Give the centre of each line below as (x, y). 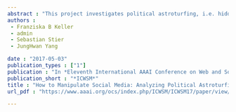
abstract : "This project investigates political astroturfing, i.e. (111, 14)
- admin (21, 33)
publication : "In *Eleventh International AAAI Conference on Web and (114, 72)
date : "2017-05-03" (38, 59)
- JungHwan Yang (34, 46)
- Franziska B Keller (42, 27)
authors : (22, 20)
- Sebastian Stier (37, 40)
